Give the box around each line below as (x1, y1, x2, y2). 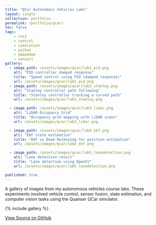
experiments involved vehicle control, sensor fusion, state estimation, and (5, 191, 152, 196)
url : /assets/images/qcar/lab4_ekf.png (14, 141, 94, 147)
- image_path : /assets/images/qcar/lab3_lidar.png (9, 106, 113, 111)
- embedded (14, 52, 36, 57)
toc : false (5, 25, 27, 30)
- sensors (14, 57, 34, 61)
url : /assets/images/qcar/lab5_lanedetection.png (14, 164, 116, 168)
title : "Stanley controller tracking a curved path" (14, 92, 122, 97)
